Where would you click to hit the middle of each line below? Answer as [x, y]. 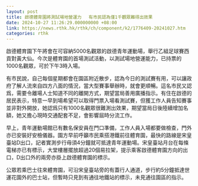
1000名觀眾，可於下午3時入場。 [45, 66]
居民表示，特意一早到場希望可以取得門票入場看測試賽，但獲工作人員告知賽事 [99, 100]
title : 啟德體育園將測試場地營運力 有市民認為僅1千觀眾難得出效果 [80, 17]
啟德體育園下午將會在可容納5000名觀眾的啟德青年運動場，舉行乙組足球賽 [95, 51]
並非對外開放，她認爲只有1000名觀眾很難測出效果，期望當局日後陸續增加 [95, 108]
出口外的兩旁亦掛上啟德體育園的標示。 [67, 158]
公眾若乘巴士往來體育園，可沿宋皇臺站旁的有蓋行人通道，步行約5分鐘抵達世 [98, 170]
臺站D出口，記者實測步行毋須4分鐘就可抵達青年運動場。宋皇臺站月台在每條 [98, 143]
